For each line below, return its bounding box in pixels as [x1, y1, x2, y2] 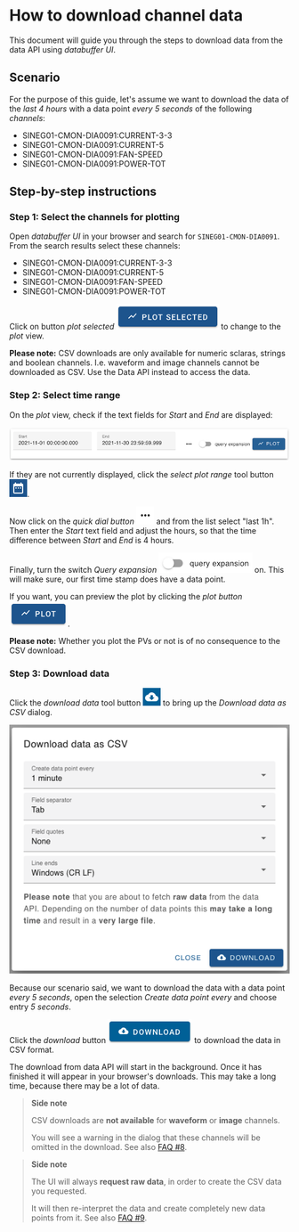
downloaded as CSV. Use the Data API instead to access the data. [9, 367, 251, 378]
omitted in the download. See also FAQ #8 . [30, 1141, 188, 1152]
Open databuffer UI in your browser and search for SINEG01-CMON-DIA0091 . [9, 231, 280, 241]
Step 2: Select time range [9, 389, 121, 402]
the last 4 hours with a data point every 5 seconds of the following [9, 103, 253, 114]
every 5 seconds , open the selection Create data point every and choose [9, 991, 278, 1002]
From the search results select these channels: [9, 241, 181, 251]
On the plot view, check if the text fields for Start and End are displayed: [9, 409, 273, 420]
